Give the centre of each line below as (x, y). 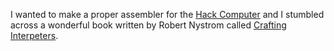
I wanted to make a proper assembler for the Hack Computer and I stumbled (167, 14)
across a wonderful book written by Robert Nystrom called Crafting (148, 25)
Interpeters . (34, 35)
